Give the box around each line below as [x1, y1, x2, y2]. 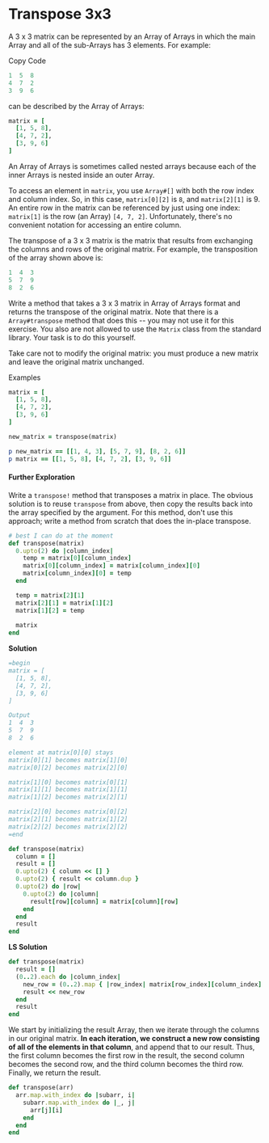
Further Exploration [8, 472, 75, 482]
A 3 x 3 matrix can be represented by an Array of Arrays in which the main [8, 32, 256, 41]
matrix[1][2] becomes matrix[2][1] [8, 793, 128, 801]
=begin [8, 660, 31, 668]
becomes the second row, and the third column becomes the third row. [8, 1060, 244, 1069]
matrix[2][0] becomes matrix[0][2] [8, 808, 128, 816]
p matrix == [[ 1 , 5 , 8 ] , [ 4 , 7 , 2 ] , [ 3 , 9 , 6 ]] [8, 454, 172, 463]
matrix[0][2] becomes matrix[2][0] [8, 763, 128, 772]
